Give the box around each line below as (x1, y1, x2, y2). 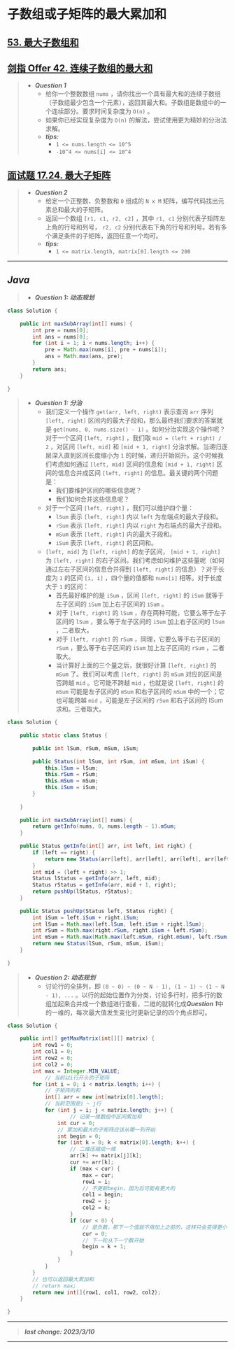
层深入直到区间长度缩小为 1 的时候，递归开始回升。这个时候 (45, 451, 218, 460)
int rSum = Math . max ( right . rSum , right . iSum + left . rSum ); (32, 927, 208, 934)
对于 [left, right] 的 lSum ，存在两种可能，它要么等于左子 (55, 609, 227, 617)
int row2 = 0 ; (32, 1054, 73, 1062)
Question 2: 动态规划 (34, 973, 96, 982)
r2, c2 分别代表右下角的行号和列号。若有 (102, 223, 222, 232)
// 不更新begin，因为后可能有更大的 (82, 1185, 176, 1192)
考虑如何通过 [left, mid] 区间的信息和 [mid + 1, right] (51, 460, 215, 469)
